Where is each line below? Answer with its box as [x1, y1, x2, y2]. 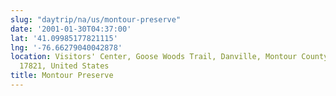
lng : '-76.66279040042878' [10, 42, 123, 53]
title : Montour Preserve [10, 71, 114, 81]
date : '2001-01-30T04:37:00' [10, 24, 132, 34]
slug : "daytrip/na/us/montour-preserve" [10, 14, 182, 25]
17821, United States [19, 61, 110, 71]
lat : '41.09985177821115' [10, 33, 118, 43]
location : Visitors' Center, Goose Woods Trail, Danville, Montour [10, 52, 298, 62]
